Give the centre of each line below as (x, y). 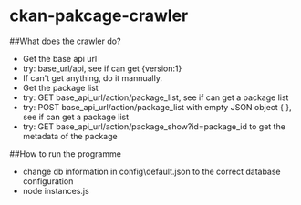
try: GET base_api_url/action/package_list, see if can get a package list (156, 97)
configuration (48, 181)
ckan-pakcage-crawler (99, 16)
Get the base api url (60, 58)
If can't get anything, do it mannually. (92, 77)
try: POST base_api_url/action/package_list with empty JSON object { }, (157, 107)
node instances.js (56, 190)
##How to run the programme (65, 154)
